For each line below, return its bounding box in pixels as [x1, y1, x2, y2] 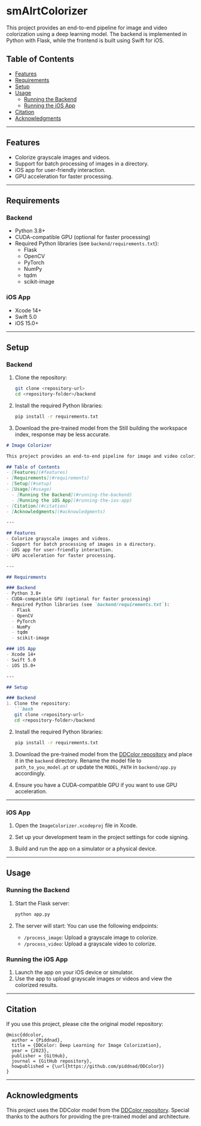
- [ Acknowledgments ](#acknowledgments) [6, 508, 106, 515]
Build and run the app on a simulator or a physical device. [14, 845, 157, 852]
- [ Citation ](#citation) [6, 503, 68, 509]
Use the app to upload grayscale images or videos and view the [14, 975, 172, 982]
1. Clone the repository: [6, 701, 71, 707]
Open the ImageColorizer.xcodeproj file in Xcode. [14, 822, 138, 829]
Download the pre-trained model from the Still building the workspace [14, 424, 187, 431]
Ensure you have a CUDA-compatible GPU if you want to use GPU [14, 781, 178, 789]
